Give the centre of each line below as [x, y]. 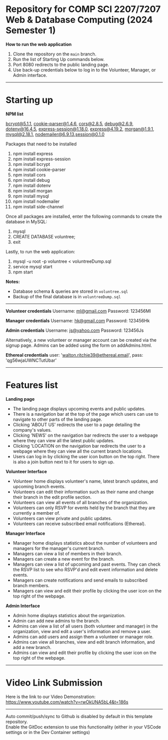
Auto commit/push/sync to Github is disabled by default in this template [79, 716]
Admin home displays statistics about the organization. [69, 615]
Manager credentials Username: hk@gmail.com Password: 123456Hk [78, 320]
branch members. [31, 585]
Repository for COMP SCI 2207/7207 [83, 9]
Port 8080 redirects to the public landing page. [61, 64]
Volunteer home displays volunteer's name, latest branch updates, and [85, 481]
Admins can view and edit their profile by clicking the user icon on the [84, 653]
